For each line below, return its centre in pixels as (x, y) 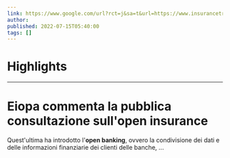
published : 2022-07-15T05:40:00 (53, 26)
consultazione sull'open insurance (108, 121)
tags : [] (20, 33)
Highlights (37, 67)
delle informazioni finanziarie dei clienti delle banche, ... (86, 148)
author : (18, 20)
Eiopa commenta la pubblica (89, 106)
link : (15, 13)
